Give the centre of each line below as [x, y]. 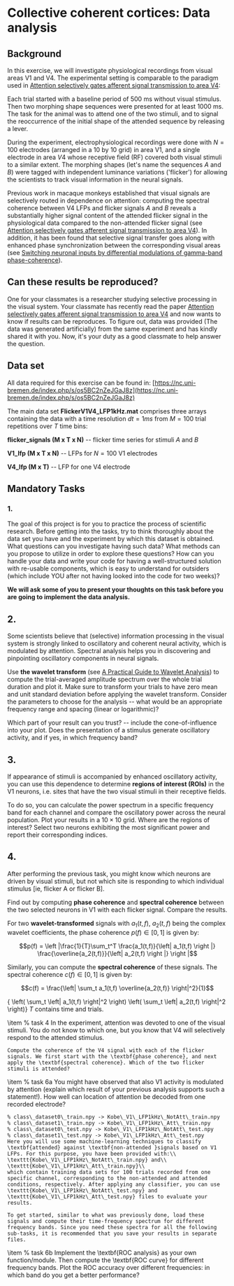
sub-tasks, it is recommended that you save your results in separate [112, 1233]
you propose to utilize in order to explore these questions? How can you [111, 554]
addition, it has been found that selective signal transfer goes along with [111, 238]
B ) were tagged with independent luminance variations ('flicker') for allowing [117, 172]
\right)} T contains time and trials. [56, 1009]
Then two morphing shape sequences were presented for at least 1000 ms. [115, 106]
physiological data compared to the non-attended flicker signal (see [105, 223]
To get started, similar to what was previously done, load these [106, 1215]
